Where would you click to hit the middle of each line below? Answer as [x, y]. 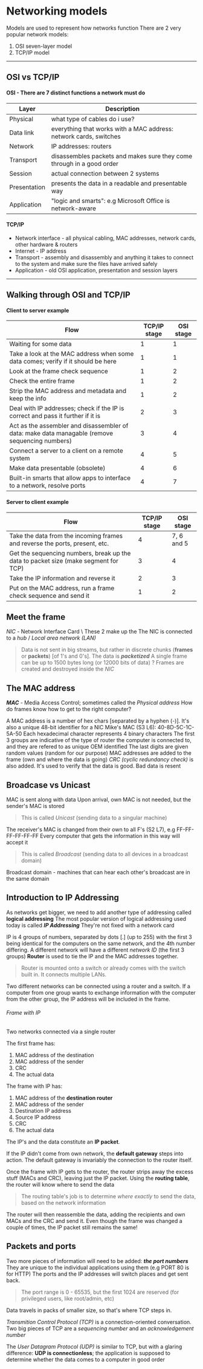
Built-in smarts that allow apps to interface [70, 478]
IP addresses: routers [81, 146]
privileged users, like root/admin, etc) [68, 1298]
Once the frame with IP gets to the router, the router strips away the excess [100, 1172]
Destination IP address [43, 1110]
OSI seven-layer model [43, 46]
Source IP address [38, 1117]
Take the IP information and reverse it [62, 578]
